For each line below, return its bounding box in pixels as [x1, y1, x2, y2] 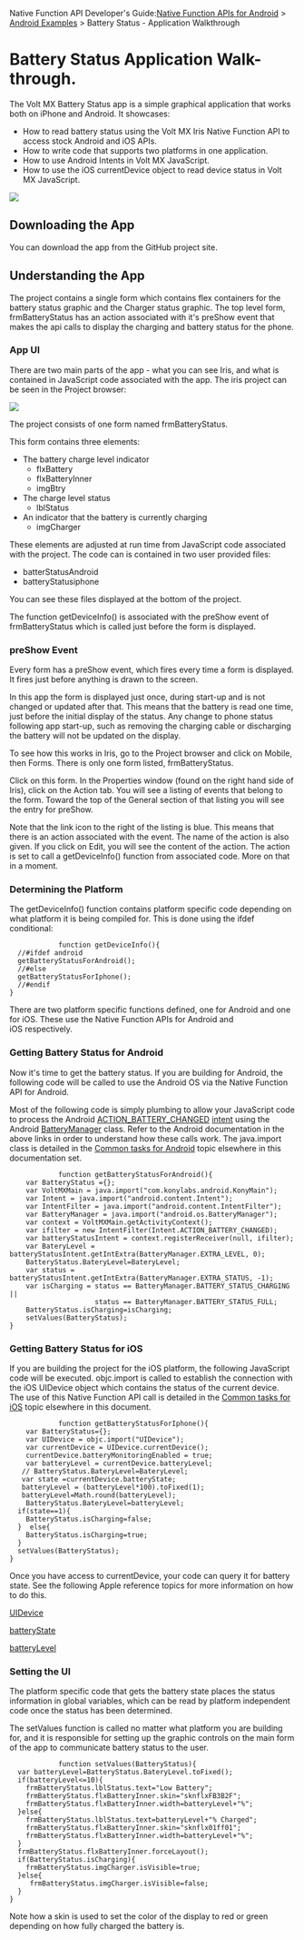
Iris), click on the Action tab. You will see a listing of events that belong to [9, 785, 283, 796]
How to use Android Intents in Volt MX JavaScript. [22, 155, 211, 166]
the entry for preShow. [9, 804, 93, 815]
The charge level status [22, 492, 111, 503]
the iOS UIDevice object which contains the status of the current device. [9, 1382, 279, 1393]
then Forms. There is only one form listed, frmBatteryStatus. [9, 758, 234, 769]
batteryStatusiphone [22, 576, 100, 587]
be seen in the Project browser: [9, 384, 127, 395]
